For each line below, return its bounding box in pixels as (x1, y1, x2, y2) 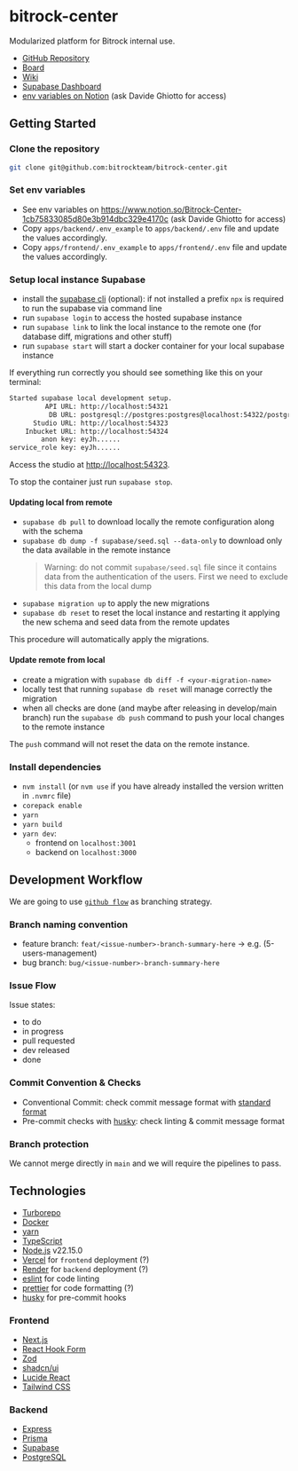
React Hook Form (21, 1344, 86, 1355)
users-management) (21, 948, 98, 959)
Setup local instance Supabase (9, 273, 146, 286)
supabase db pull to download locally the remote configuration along (21, 516, 275, 527)
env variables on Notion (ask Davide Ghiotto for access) (21, 90, 227, 101)
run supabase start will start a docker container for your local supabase (21, 341, 286, 351)
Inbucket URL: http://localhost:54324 (25, 427, 169, 436)
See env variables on (21, 204, 99, 215)
